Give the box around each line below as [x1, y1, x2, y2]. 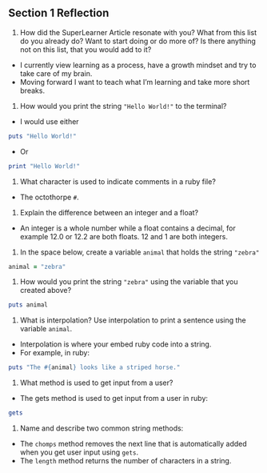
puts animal [8, 301, 48, 309]
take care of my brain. [19, 68, 93, 78]
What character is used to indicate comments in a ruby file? [19, 176, 216, 186]
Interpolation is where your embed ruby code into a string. [19, 339, 212, 349]
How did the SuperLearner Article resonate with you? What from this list [19, 27, 257, 37]
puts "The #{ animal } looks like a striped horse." [8, 363, 181, 371]
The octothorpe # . [19, 192, 80, 202]
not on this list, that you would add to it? [19, 44, 152, 54]
